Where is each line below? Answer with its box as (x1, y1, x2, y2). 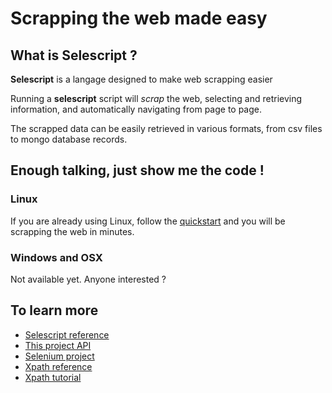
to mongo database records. (10, 133, 128, 145)
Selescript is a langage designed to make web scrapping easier (10, 73, 273, 85)
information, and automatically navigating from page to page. (10, 103, 263, 115)
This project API (24, 339, 92, 351)
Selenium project (24, 350, 95, 362)
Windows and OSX (10, 250, 103, 264)
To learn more (10, 302, 99, 319)
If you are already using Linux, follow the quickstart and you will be (10, 215, 286, 227)
